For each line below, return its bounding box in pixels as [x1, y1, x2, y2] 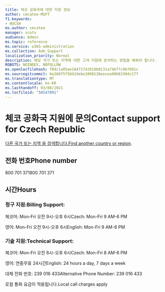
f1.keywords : [5, 16, 32, 21]
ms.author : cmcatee [5, 26, 46, 31]
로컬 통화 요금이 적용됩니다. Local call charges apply [5, 281, 108, 287]
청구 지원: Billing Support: [5, 201, 65, 208]
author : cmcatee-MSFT [5, 12, 50, 17]
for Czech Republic [5, 124, 86, 135]
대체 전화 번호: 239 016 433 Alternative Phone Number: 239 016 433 [5, 271, 142, 277]
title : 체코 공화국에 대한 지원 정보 [5, 7, 71, 12]
